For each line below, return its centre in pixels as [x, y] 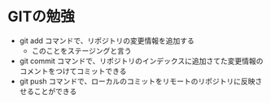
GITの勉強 [41, 17]
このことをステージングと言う [81, 50]
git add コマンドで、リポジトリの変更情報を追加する [107, 41]
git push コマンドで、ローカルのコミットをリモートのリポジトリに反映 [137, 81]
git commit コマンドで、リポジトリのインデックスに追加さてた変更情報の [141, 61]
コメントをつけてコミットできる [73, 71]
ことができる [55, 91]
